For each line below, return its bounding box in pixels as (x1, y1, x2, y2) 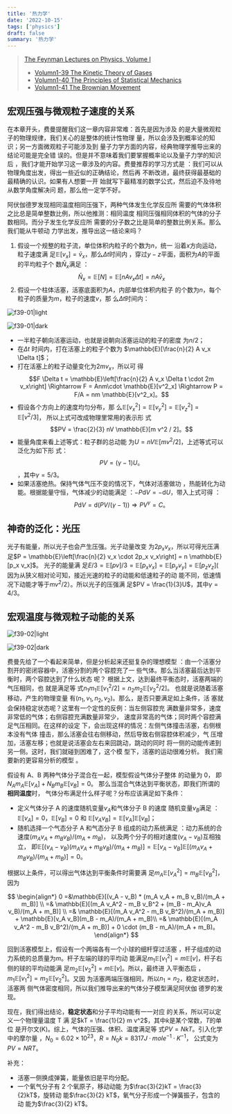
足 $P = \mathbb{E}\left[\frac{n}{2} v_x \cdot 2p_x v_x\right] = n (7, 552, 188, 561)
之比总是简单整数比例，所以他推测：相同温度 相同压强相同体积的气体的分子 (7, 209, 222, 218)
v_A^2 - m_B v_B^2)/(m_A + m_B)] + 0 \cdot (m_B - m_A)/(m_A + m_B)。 (13, 922, 220, 931)
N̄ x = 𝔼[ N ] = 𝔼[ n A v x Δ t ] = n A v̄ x (78, 272, 166, 282)
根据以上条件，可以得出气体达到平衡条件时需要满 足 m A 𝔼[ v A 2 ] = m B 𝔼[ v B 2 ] (7, 867, 218, 878)
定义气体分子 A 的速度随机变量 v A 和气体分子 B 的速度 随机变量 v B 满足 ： (17, 804, 220, 814)
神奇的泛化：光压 (7, 523, 80, 534)
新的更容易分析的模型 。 (12, 755, 82, 764)
